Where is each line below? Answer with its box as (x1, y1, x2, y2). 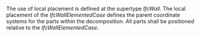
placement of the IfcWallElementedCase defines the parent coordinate (6, 11, 180, 18)
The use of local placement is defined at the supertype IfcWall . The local (6, 5, 186, 12)
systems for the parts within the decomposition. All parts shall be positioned (6, 18, 195, 24)
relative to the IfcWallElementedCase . (6, 24, 99, 31)
